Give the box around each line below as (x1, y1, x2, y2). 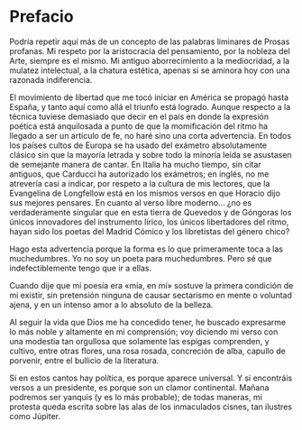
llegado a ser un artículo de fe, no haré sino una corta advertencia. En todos (9, 130, 291, 141)
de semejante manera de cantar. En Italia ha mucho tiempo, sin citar (9, 159, 261, 169)
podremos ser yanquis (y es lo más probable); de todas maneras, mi (9, 391, 263, 402)
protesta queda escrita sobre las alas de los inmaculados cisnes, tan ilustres (9, 401, 293, 412)
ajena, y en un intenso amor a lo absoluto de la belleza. (9, 299, 214, 310)
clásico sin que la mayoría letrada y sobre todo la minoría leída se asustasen (9, 149, 292, 160)
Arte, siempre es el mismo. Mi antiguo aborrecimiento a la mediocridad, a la (9, 55, 290, 66)
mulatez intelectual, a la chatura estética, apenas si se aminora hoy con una (9, 65, 290, 76)
